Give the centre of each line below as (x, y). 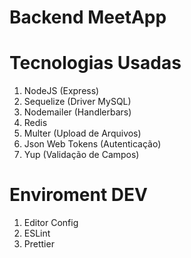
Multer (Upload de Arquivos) (82, 133)
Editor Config (51, 223)
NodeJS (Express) (61, 91)
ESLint (37, 233)
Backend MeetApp (88, 17)
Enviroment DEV (78, 195)
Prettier (39, 244)
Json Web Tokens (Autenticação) (92, 144)
